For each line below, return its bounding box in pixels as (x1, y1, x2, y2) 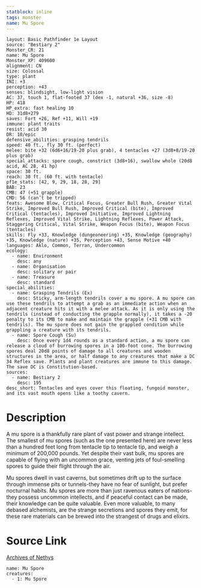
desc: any (17, 258, 42, 264)
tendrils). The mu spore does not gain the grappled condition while (6, 322, 185, 328)
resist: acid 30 (6, 126, 47, 133)
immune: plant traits (6, 121, 61, 127)
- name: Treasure (11, 274, 55, 281)
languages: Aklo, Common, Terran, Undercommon (6, 243, 125, 249)
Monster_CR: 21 (6, 47, 45, 53)
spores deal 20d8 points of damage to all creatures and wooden (6, 348, 171, 354)
